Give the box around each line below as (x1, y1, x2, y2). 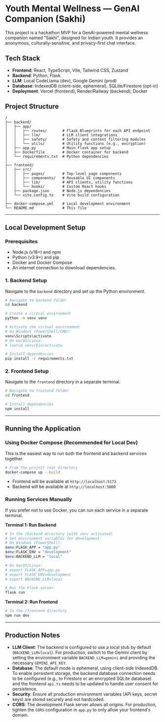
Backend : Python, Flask (12, 72, 61, 78)
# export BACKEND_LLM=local (5, 577, 63, 582)
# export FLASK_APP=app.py (5, 567, 60, 572)
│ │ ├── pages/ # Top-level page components (5, 171, 122, 176)
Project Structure (5, 103, 59, 111)
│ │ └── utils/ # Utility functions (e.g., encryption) (5, 141, 146, 146)
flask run (5, 590, 26, 595)
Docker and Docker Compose (12, 259, 73, 265)
